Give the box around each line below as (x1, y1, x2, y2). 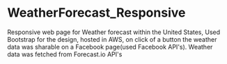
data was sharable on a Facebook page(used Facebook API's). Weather (7, 42, 213, 51)
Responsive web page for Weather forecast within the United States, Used (7, 28, 221, 36)
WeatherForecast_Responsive (7, 5, 186, 21)
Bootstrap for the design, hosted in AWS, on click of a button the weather (7, 35, 217, 43)
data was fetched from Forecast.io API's (7, 50, 123, 58)
